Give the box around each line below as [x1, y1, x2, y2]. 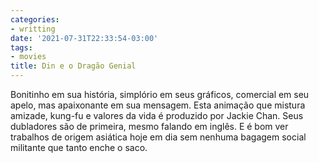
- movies [10, 52, 47, 62]
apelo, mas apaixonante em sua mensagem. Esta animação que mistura [10, 99, 306, 111]
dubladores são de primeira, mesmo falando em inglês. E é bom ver [10, 121, 289, 132]
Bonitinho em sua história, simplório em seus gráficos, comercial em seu [10, 89, 310, 100]
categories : [10, 14, 60, 25]
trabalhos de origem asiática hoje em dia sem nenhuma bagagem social [10, 131, 307, 143]
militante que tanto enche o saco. [10, 142, 148, 153]
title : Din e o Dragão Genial [10, 61, 137, 71]
